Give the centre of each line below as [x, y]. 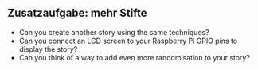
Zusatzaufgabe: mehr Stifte [77, 13]
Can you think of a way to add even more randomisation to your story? [134, 57]
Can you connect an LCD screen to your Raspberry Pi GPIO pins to [128, 41]
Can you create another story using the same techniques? [114, 32]
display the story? [48, 49]
